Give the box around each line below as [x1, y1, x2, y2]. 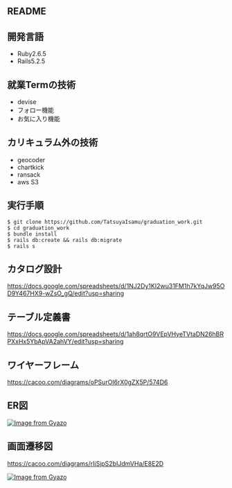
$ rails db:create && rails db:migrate [7, 236, 123, 243]
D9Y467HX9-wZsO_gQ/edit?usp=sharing [7, 289, 125, 297]
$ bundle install [7, 230, 57, 238]
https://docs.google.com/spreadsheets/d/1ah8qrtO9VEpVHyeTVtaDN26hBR [7, 330, 224, 338]
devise [17, 98, 37, 106]
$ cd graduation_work [7, 225, 70, 232]
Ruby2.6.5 [17, 50, 46, 58]
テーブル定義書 [7, 311, 71, 323]
